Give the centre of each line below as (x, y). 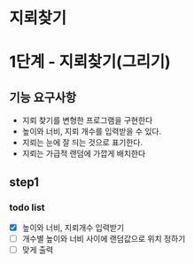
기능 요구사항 (43, 97)
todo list (27, 207)
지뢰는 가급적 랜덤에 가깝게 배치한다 (84, 154)
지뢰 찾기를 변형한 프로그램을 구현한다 (87, 120)
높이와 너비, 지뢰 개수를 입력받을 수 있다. (92, 131)
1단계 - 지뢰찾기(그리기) (90, 62)
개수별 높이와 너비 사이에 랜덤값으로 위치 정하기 (104, 238)
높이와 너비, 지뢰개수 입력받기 (73, 228)
